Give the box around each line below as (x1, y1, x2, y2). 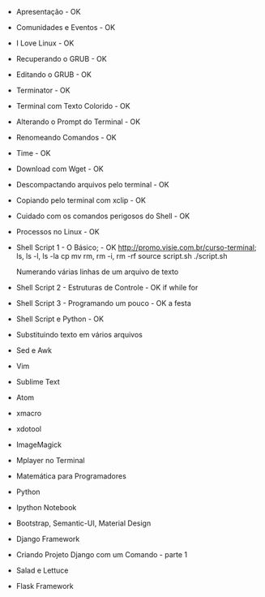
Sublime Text (15, 377, 61, 386)
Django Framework (15, 535, 80, 543)
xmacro (15, 409, 42, 418)
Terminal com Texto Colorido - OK (15, 101, 131, 110)
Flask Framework (15, 582, 75, 591)
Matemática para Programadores (15, 471, 127, 481)
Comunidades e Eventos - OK (15, 23, 116, 32)
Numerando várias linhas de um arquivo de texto (15, 267, 179, 277)
